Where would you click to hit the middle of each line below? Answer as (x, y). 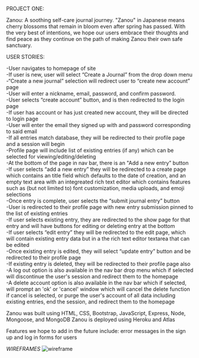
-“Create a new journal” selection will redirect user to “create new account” (98, 81)
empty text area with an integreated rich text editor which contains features (99, 182)
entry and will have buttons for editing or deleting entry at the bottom (91, 226)
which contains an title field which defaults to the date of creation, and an (96, 175)
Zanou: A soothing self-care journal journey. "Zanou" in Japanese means (96, 20)
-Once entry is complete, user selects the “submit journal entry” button (93, 201)
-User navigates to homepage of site (51, 68)
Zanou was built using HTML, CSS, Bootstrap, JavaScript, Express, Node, (96, 313)
